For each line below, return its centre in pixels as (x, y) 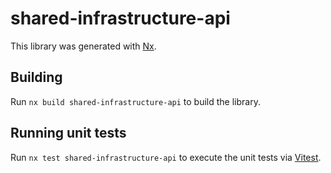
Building (36, 77)
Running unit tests (68, 133)
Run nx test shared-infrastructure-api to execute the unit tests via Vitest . (166, 157)
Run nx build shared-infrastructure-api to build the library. (135, 101)
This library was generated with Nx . (83, 46)
